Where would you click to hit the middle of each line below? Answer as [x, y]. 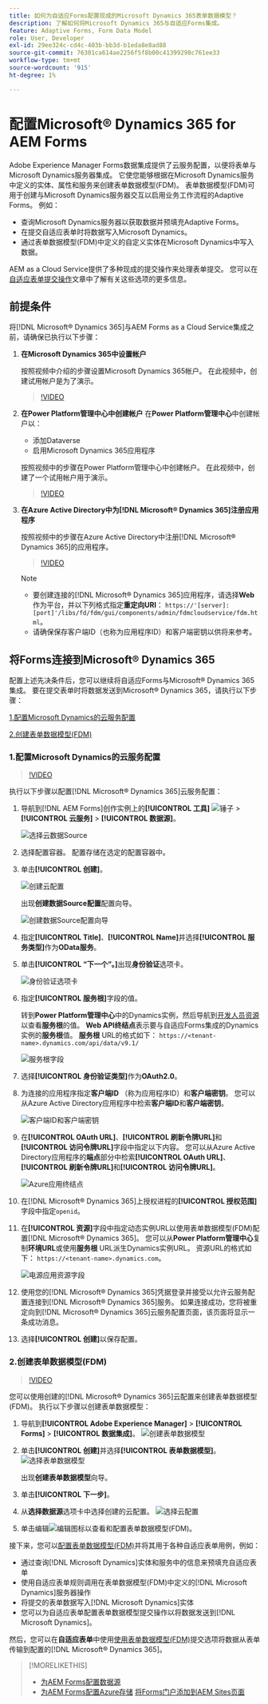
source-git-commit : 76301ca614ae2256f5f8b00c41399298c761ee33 [114, 53]
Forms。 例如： [35, 205]
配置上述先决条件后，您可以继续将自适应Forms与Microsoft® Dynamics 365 [132, 680]
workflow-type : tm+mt [45, 61]
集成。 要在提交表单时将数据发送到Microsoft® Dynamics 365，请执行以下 [130, 690]
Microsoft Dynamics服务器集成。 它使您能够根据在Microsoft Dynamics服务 [132, 175]
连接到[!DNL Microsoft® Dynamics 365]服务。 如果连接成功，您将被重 [142, 1302]
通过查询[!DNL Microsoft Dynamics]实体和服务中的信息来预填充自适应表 [139, 1562]
